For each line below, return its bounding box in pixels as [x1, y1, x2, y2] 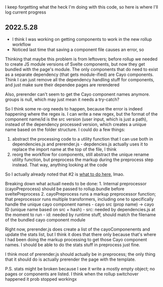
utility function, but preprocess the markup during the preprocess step [12, 157, 154, 162]
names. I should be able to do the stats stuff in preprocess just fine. [5, 242, 140, 248]
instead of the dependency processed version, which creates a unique [5, 121, 147, 127]
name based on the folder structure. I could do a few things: [5, 126, 126, 132]
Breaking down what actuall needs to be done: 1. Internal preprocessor [5, 180, 147, 186]
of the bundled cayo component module [5, 216, 86, 223]
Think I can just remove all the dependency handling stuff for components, [5, 76, 155, 82]
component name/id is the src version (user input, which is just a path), [5, 116, 148, 122]
